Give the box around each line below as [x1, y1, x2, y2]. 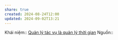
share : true [4, 7, 29, 12]
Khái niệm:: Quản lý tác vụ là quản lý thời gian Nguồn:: [4, 30, 113, 36]
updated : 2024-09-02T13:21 [4, 16, 59, 21]
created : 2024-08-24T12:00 [4, 12, 59, 17]
